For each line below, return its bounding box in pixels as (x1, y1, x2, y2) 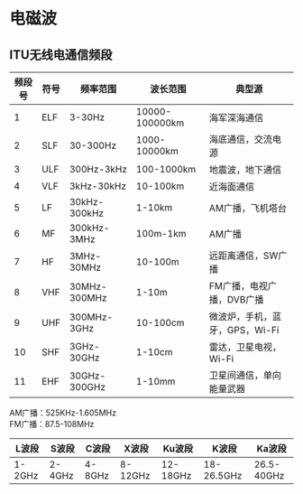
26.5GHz (203, 470, 243, 481)
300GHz (69, 381, 106, 393)
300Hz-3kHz (69, 163, 128, 175)
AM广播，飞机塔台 (208, 202, 287, 214)
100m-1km (135, 228, 187, 239)
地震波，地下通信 (208, 163, 282, 176)
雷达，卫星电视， (208, 340, 282, 353)
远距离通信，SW (208, 249, 279, 262)
